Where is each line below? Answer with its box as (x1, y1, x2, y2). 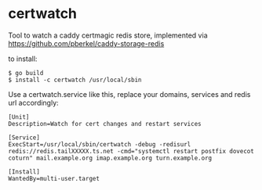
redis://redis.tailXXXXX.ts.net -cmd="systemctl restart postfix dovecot (8, 147, 255, 155)
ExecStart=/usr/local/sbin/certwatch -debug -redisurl (8, 140, 191, 149)
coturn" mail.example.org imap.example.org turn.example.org (8, 154, 213, 162)
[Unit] (8, 113, 30, 121)
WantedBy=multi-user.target (8, 174, 100, 182)
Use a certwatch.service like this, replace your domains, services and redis (8, 89, 251, 99)
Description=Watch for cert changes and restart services (8, 120, 202, 127)
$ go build (8, 69, 44, 77)
